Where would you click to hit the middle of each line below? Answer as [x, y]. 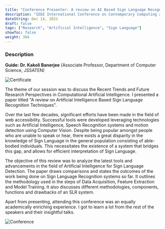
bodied [12, 146]
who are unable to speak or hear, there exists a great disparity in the [74, 135]
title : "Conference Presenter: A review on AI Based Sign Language [76, 10]
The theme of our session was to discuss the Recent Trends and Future [77, 90]
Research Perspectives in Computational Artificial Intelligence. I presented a [82, 95]
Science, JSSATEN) [25, 70]
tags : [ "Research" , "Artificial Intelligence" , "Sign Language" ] [73, 28]
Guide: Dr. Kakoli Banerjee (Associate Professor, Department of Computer [81, 65]
